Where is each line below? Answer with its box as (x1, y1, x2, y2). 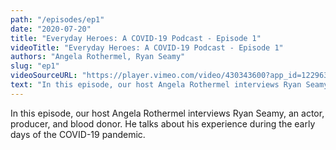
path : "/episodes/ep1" (10, 14, 105, 25)
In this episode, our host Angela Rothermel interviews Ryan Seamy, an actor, (10, 107, 325, 119)
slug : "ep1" (10, 61, 60, 71)
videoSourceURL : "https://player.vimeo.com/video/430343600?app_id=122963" (10, 71, 333, 81)
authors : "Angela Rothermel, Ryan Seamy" (10, 52, 186, 62)
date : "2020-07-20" (10, 24, 92, 34)
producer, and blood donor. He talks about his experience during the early (10, 117, 316, 130)
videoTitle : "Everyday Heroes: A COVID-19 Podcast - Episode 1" (10, 42, 284, 53)
